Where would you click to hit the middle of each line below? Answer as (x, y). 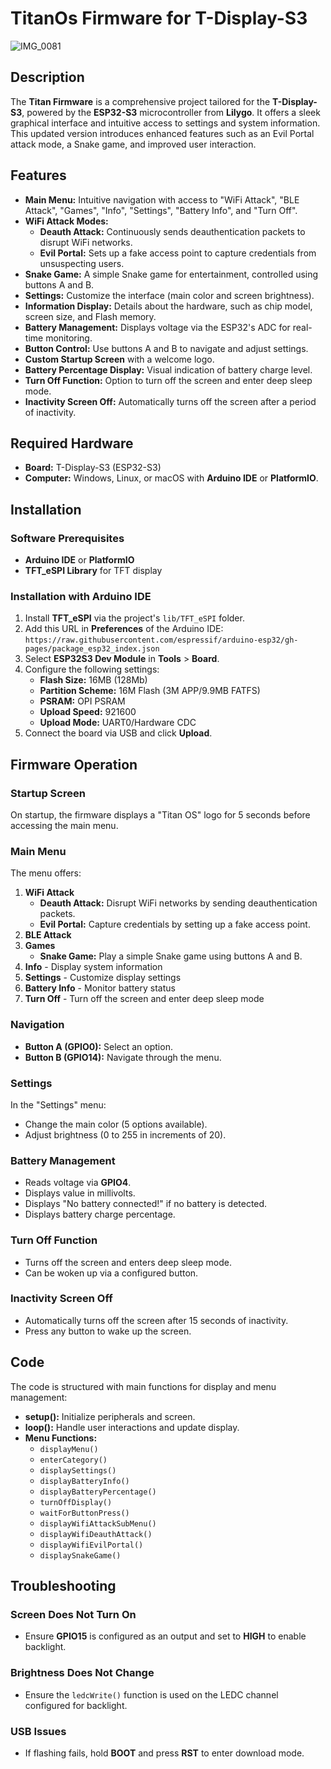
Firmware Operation (74, 764)
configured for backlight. (76, 1705)
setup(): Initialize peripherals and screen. (110, 1416)
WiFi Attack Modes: (66, 221)
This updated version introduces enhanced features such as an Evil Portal (162, 133)
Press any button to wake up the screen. (108, 1331)
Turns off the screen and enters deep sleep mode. (128, 1262)
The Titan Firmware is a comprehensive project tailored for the (140, 101)
